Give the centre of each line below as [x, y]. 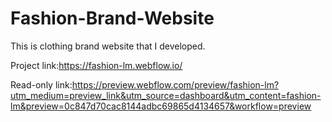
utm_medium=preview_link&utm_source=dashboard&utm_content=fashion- [166, 95]
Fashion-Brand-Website [112, 18]
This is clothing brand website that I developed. [108, 46]
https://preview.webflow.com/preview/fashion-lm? [175, 84]
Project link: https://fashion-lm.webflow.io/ [96, 65]
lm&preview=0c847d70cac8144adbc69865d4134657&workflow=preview [161, 106]
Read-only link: [41, 84]
